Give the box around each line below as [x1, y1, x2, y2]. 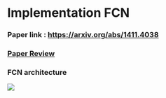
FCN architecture [7, 67, 67, 77]
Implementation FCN [7, 5, 130, 21]
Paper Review [7, 49, 55, 59]
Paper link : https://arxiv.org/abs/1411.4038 [7, 30, 159, 40]
